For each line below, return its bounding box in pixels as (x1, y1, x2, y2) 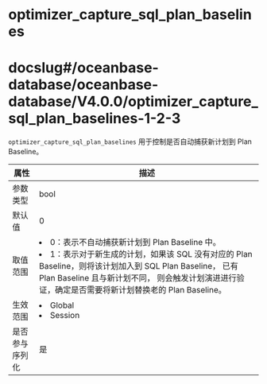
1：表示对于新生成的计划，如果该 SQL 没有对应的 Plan (49, 249, 253, 260)
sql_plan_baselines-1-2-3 (8, 110, 181, 128)
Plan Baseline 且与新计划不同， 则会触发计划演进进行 (38, 273, 237, 284)
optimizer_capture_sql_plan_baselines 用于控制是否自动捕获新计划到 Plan (8, 137, 253, 146)
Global (49, 300, 75, 311)
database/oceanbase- (8, 76, 159, 94)
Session (49, 310, 80, 321)
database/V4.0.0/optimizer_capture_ (8, 93, 258, 111)
